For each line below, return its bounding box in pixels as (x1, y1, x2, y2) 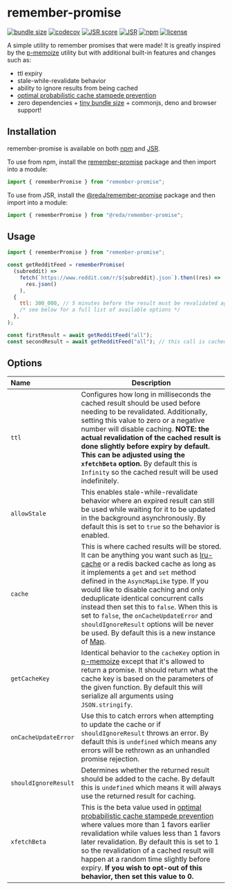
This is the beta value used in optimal (81, 802, 202, 812)
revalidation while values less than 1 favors (81, 828, 221, 837)
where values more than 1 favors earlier (81, 820, 211, 829)
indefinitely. (81, 475, 119, 485)
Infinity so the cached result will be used (81, 467, 219, 477)
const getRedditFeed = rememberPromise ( (7, 261, 126, 269)
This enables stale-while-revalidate (81, 487, 198, 497)
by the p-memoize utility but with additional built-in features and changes (7, 48, 216, 57)
